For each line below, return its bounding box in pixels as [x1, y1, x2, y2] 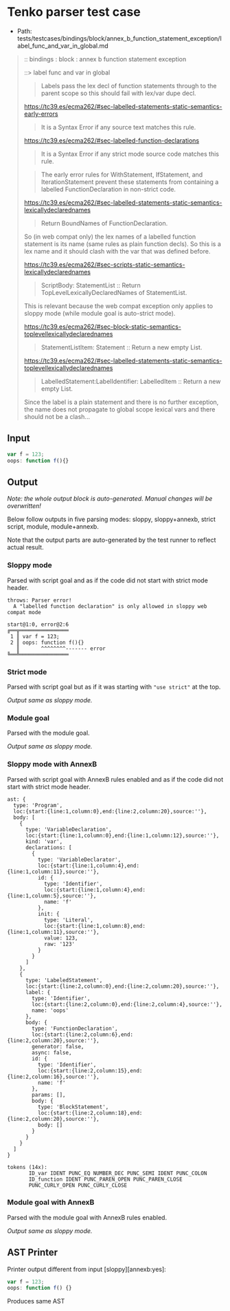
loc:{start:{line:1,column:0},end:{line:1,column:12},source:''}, [25, 832, 220, 839]
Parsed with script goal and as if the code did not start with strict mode [7, 576, 208, 585]
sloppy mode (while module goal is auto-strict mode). [23, 309, 176, 317]
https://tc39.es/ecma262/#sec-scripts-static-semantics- [23, 260, 185, 269]
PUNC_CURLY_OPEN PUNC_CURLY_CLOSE [28, 1181, 128, 1189]
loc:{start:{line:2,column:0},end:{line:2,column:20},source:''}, [25, 983, 220, 990]
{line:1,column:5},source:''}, [7, 892, 97, 900]
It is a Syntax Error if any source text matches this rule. [41, 123, 196, 131]
